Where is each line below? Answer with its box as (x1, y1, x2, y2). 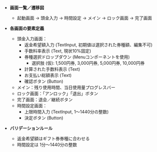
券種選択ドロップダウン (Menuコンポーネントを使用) (24, 54, 130, 60)
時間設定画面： (17, 103, 47, 109)
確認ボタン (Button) (24, 78, 63, 84)
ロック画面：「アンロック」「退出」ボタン (17, 91, 98, 96)
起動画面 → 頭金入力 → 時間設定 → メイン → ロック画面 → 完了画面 (17, 15, 152, 21)
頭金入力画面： (17, 36, 47, 41)
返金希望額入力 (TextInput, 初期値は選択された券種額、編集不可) (24, 42, 153, 48)
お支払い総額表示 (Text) (24, 73, 72, 78)
